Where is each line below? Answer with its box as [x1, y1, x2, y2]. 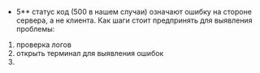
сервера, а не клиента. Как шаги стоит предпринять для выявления [15, 15, 253, 25]
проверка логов [15, 40, 71, 49]
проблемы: [15, 24, 55, 33]
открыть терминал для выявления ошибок [15, 49, 164, 58]
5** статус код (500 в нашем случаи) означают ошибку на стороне [15, 7, 252, 16]
